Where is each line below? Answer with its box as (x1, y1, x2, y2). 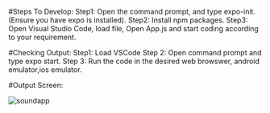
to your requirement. (8, 32, 77, 42)
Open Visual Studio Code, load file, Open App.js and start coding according (8, 24, 260, 33)
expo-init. (223, 7, 256, 16)
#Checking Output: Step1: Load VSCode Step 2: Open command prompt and (8, 48, 262, 57)
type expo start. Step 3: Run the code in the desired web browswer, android (8, 56, 260, 66)
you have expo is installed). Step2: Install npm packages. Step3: (35, 15, 248, 25)
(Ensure (8, 15, 35, 25)
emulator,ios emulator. (8, 65, 82, 75)
